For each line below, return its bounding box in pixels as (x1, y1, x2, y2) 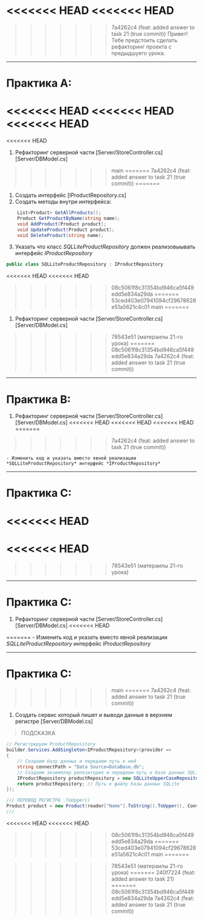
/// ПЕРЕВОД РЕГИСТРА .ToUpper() (6, 798, 91, 804)
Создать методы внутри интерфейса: (14, 198, 112, 205)
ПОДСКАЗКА (21, 730, 56, 737)
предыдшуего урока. (111, 49, 166, 56)
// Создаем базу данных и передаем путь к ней (17, 758, 137, 764)
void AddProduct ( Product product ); (17, 221, 107, 227)
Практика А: (6, 76, 72, 90)
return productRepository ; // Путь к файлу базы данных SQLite (17, 781, 180, 787)
